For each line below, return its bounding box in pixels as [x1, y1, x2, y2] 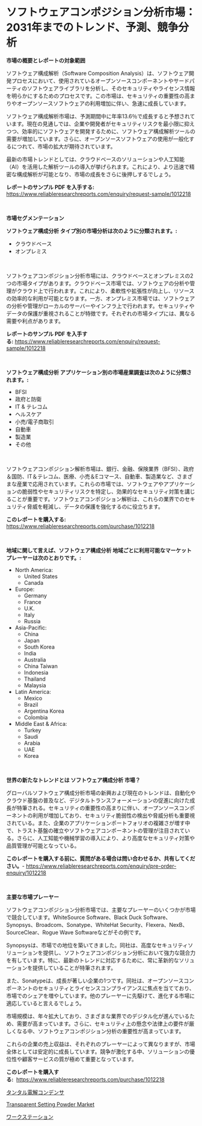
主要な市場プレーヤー [6, 893, 59, 900]
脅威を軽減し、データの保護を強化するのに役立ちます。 [26, 503, 164, 510]
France [23, 598, 42, 605]
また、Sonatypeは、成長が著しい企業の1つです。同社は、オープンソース [6, 977, 184, 984]
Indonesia [23, 669, 49, 676]
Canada [23, 579, 44, 586]
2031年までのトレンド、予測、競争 [6, 21, 179, 34]
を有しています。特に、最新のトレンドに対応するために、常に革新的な [6, 956, 179, 964]
